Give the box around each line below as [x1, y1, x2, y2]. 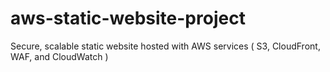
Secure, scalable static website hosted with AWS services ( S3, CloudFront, [10, 40, 321, 52]
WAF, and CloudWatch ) [10, 50, 109, 62]
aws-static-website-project [10, 7, 246, 30]
